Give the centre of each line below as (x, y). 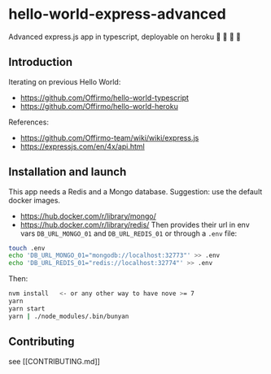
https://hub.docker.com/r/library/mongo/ (88, 215)
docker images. (35, 200)
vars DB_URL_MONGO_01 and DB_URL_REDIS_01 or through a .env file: (129, 233)
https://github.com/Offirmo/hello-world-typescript (105, 98)
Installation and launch (68, 172)
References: (28, 122)
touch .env (27, 248)
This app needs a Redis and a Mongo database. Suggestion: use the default (135, 191)
